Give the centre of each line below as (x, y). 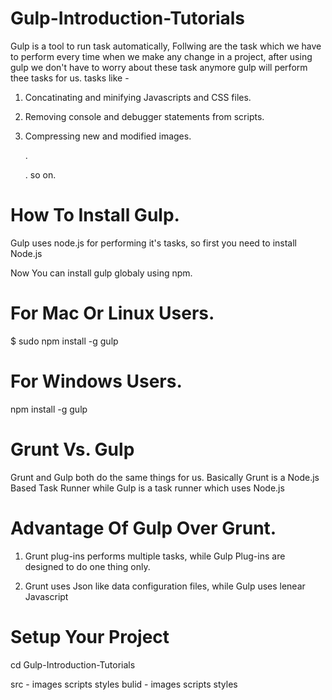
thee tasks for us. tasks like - (70, 78)
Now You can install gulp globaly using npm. (101, 273)
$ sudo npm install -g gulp (64, 341)
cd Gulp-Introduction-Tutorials (73, 664)
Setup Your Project (90, 636)
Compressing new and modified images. (108, 136)
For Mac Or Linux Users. (112, 313)
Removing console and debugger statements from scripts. (144, 116)
